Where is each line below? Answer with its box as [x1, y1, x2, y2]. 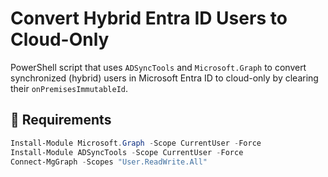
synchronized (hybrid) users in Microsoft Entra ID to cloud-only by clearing [10, 72, 319, 84]
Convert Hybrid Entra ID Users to [10, 7, 288, 30]
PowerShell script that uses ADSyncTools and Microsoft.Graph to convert [10, 61, 307, 73]
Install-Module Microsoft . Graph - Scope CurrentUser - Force [10, 138, 262, 148]
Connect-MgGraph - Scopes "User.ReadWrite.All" [10, 157, 208, 167]
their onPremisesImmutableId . [10, 82, 129, 94]
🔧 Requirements [10, 112, 112, 129]
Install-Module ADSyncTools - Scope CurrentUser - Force [10, 147, 244, 157]
